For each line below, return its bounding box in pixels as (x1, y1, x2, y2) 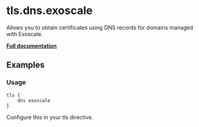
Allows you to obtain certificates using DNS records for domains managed (6, 24, 193, 31)
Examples (6, 60, 45, 70)
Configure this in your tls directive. (6, 114, 94, 121)
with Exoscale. (6, 30, 43, 37)
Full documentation (6, 42, 57, 49)
